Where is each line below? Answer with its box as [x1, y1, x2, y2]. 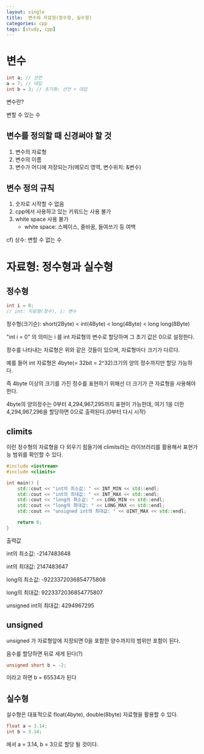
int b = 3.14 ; [6, 729, 43, 735]
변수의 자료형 [15, 148, 47, 155]
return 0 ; [17, 519, 43, 525]
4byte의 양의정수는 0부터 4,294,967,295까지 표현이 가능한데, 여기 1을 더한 [6, 401, 185, 408]
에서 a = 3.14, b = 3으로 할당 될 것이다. [6, 741, 99, 748]
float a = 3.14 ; [6, 723, 47, 730]
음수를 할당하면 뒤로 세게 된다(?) [6, 649, 83, 657]
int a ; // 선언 [6, 75, 43, 81]
